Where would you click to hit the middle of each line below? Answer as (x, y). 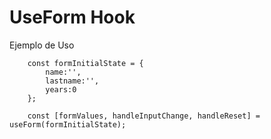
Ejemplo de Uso (42, 45)
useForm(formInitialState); (68, 124)
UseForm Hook (72, 17)
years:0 (61, 89)
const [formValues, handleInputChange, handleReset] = (144, 116)
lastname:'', (72, 81)
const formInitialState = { (85, 63)
